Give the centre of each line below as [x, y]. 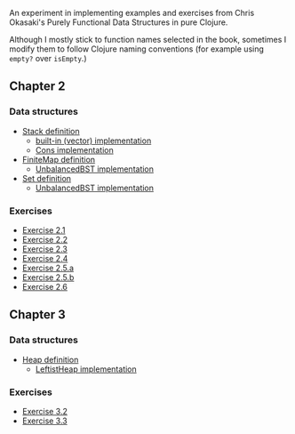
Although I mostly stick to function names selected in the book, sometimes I [148, 40]
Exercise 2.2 [45, 239]
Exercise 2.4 [45, 258]
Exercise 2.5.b [48, 277]
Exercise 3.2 [45, 411]
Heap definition [50, 359]
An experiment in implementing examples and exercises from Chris [132, 13]
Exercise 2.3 [45, 249]
